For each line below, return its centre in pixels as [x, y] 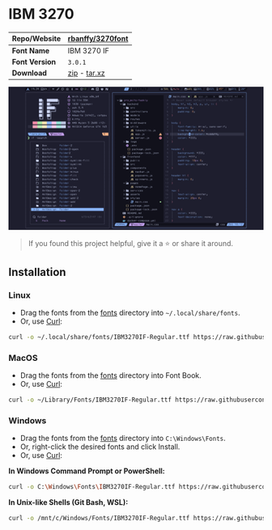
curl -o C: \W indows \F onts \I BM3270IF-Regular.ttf [92, 487]
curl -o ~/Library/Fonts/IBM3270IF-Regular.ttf [90, 400]
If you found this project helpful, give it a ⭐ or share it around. [130, 244]
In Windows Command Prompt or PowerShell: [87, 471]
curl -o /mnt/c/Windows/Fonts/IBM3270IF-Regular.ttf [99, 519]
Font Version [34, 61]
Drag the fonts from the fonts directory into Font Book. [111, 375]
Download [29, 73]
